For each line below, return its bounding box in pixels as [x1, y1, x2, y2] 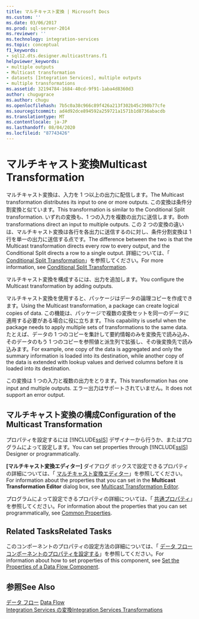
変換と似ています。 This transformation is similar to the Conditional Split [11, 206, 185, 213]
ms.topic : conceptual [6, 42, 60, 48]
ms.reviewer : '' [6, 31, 46, 37]
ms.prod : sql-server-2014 [6, 25, 70, 31]
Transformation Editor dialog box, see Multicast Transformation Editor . [6, 482, 179, 490]
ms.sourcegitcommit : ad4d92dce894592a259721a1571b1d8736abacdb [6, 108, 166, 114]
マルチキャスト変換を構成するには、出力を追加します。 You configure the [6, 276, 184, 283]
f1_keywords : [6, 48, 38, 53]
